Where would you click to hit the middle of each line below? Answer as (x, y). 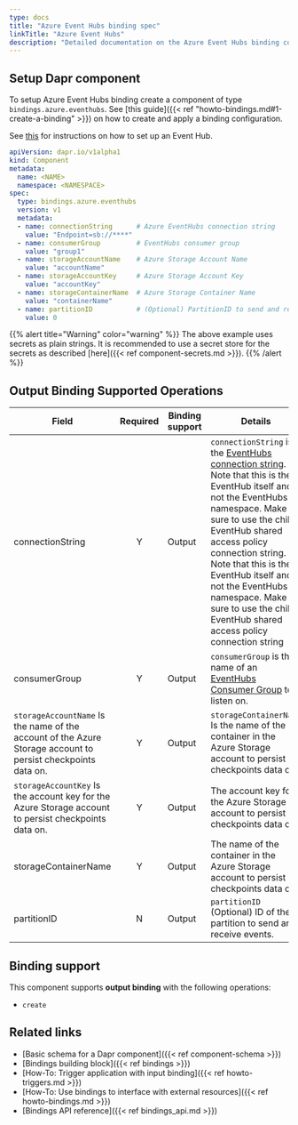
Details (256, 422)
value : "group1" (55, 251)
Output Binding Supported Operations (116, 391)
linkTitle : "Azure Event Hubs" (67, 34)
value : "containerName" (69, 301)
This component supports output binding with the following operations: (140, 987)
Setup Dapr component (75, 78)
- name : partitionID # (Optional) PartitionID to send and (148, 309)
